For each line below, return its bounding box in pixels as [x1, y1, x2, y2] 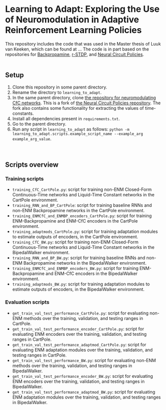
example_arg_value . [12, 136, 52, 141]
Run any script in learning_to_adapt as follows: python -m [12, 126, 130, 132]
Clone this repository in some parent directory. [12, 84, 107, 90]
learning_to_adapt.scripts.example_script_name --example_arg [12, 131, 143, 137]
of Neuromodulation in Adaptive [5, 14, 139, 25]
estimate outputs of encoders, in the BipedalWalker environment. [12, 286, 145, 292]
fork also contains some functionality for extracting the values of [12, 105, 144, 111]
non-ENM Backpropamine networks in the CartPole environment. [12, 208, 145, 214]
